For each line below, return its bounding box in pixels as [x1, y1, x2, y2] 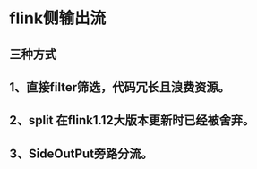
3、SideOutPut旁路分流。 [9, 146, 154, 161]
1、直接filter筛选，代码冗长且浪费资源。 [9, 80, 230, 95]
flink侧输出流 [9, 8, 106, 29]
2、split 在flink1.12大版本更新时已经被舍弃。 [9, 113, 255, 128]
